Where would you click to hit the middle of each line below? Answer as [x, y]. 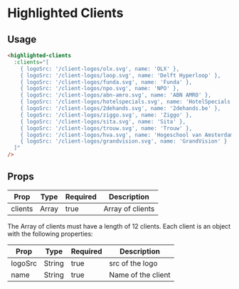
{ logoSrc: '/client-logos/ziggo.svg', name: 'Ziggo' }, [106, 115]
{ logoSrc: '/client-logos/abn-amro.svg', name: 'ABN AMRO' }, [116, 95]
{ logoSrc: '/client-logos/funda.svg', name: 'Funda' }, [106, 82]
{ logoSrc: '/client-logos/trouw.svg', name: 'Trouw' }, [106, 128]
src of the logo [133, 263]
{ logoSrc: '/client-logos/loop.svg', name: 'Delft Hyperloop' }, [121, 75]
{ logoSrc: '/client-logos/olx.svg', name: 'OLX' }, [100, 69]
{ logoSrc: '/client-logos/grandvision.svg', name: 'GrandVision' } [124, 141]
